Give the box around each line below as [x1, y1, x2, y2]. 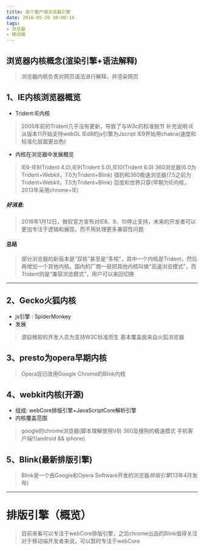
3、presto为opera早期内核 [6, 353, 107, 363]
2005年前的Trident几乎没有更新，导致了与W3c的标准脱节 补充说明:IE [21, 122, 194, 129]
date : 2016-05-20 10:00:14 [6, 15, 75, 21]
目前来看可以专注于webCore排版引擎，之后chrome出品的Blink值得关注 [21, 530, 198, 537]
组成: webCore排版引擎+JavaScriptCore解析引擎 [15, 407, 137, 414]
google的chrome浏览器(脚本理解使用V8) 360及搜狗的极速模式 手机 [21, 427, 188, 435]
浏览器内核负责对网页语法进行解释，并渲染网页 [21, 72, 138, 80]
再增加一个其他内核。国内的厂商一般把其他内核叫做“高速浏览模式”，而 [21, 263, 197, 270]
